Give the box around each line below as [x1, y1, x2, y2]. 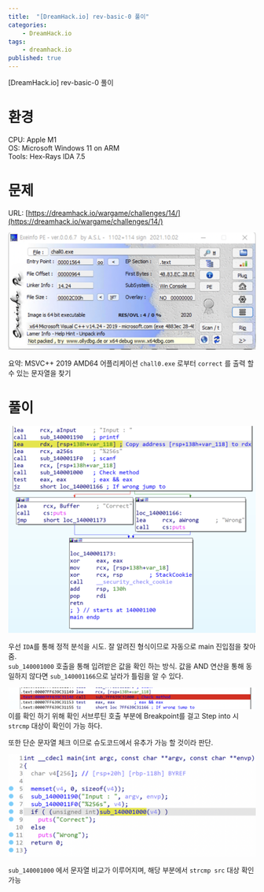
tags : [8, 38, 26, 46]
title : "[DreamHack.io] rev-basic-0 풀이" [8, 13, 149, 20]
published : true [8, 54, 61, 62]
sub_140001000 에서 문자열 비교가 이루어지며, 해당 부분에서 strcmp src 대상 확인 [8, 865, 255, 875]
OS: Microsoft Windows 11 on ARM [8, 143, 120, 153]
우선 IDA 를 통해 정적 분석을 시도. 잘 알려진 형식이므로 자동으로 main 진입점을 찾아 [8, 641, 256, 651]
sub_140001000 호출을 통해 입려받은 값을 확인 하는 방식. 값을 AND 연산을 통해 [8, 661, 244, 671]
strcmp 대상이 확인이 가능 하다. [8, 721, 103, 730]
